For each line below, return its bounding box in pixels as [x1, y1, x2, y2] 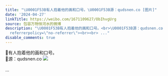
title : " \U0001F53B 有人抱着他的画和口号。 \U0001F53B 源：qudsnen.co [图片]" [5, 7, 157, 12]
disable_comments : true [5, 35, 56, 40]
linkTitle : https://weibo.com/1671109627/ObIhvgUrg [5, 16, 116, 21]
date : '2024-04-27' [5, 12, 47, 17]
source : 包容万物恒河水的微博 [5, 21, 62, 26]
